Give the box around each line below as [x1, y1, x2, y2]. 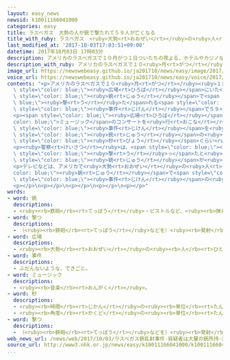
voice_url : [7, 73, 38, 81]
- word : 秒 [7, 291, 38, 298]
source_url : [7, 341, 41, 348]
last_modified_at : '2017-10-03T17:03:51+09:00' [7, 42, 146, 49]
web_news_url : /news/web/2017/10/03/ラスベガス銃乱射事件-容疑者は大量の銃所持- [7, 335, 222, 342]
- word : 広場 [7, 233, 42, 240]
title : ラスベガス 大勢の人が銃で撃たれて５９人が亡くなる [7, 29, 155, 36]
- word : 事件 [7, 252, 42, 259]
